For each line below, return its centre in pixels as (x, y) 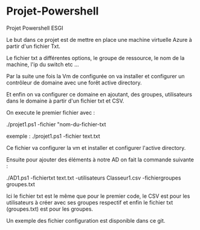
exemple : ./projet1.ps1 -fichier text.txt (53, 136)
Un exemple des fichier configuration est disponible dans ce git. (86, 220)
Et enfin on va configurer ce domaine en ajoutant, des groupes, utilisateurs (99, 94)
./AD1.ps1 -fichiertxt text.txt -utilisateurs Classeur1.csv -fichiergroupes (94, 178)
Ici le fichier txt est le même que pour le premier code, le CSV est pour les (98, 196)
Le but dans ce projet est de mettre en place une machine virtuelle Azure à (99, 39)
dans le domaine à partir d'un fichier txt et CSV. (65, 101)
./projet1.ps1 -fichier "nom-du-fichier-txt (56, 124)
